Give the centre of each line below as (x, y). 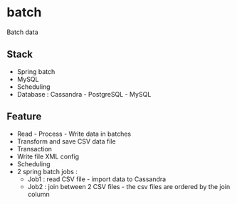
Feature (24, 117)
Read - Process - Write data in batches (74, 134)
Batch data (22, 32)
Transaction (35, 149)
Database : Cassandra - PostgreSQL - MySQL (84, 94)
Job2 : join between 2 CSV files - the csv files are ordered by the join (129, 186)
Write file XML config (48, 156)
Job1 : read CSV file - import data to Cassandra (97, 179)
